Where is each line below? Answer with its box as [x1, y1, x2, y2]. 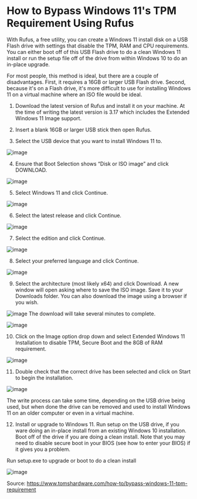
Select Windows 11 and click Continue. [15, 189, 108, 196]
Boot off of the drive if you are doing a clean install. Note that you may [15, 433, 185, 440]
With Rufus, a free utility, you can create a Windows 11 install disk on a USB [6, 36, 188, 43]
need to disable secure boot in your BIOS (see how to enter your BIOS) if [15, 439, 191, 446]
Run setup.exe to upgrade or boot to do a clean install [6, 457, 137, 464]
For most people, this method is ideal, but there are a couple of [6, 72, 159, 79]
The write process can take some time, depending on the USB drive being [6, 397, 185, 404]
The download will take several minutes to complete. [29, 310, 156, 317]
